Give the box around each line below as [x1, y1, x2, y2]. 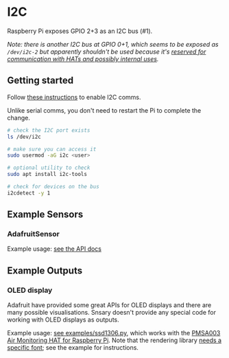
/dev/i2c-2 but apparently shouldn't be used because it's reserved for [7, 47, 206, 56]
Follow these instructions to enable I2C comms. [7, 93, 142, 101]
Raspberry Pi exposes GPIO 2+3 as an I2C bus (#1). [7, 27, 153, 35]
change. [7, 113, 31, 122]
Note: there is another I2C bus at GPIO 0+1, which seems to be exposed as [7, 40, 219, 48]
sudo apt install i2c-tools [7, 171, 88, 178]
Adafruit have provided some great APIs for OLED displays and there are [7, 301, 212, 309]
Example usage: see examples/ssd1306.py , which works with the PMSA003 [7, 329, 221, 337]
